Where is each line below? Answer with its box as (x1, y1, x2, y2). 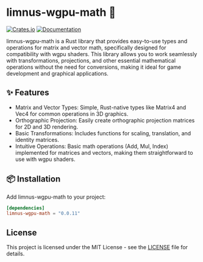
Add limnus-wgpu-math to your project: (6, 193, 106, 200)
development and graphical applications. (6, 69, 109, 77)
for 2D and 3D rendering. (15, 123, 78, 130)
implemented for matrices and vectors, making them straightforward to (15, 149, 193, 156)
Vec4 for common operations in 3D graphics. (15, 110, 129, 118)
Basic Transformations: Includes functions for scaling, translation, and (15, 129, 191, 136)
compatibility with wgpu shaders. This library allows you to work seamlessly (6, 50, 198, 57)
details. (6, 250, 25, 258)
